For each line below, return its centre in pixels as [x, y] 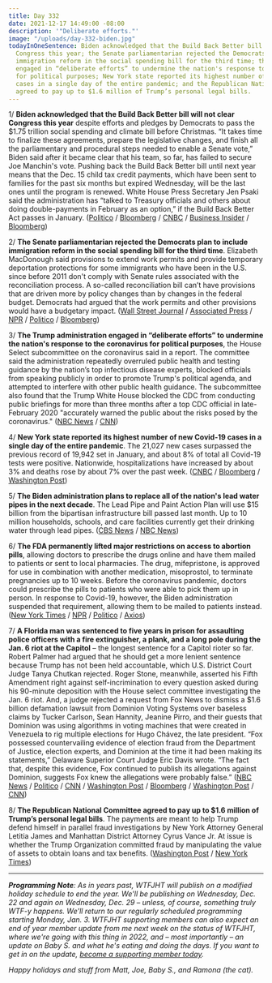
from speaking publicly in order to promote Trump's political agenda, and [130, 379]
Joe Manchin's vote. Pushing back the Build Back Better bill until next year [132, 166]
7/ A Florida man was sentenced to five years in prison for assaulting [126, 631]
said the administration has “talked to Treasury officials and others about [130, 200]
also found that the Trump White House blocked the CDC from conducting [132, 396]
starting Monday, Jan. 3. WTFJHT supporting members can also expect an [134, 920]
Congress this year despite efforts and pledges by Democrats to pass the [132, 123]
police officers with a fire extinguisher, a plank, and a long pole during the [135, 640]
